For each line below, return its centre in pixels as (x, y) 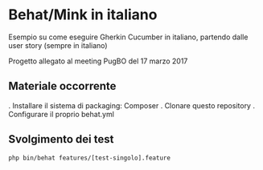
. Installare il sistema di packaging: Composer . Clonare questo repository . (132, 105)
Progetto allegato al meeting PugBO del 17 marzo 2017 (98, 61)
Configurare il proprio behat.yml (62, 114)
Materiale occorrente (62, 86)
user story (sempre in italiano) (58, 45)
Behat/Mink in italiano (83, 15)
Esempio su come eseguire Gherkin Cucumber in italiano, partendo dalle (128, 37)
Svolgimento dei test (61, 139)
